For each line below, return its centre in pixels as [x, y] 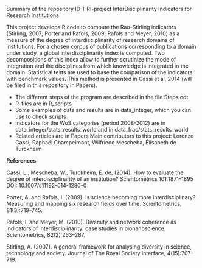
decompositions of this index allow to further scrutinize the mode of [91, 59]
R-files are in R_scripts [43, 104]
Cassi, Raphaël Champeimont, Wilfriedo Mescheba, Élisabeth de [96, 142]
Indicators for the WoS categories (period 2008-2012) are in [90, 123]
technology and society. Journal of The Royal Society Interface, [86, 253]
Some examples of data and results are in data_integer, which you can [103, 110]
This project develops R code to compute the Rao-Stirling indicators [91, 27]
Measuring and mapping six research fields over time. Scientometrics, [94, 204]
